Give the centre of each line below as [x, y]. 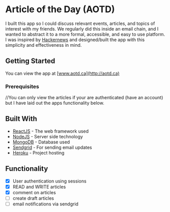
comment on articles [34, 192]
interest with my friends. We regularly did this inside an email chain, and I [82, 28]
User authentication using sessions [49, 181]
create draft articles [33, 198]
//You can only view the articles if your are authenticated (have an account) [84, 98]
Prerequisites [22, 86]
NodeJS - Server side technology [48, 136]
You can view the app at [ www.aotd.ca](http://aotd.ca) [62, 73]
